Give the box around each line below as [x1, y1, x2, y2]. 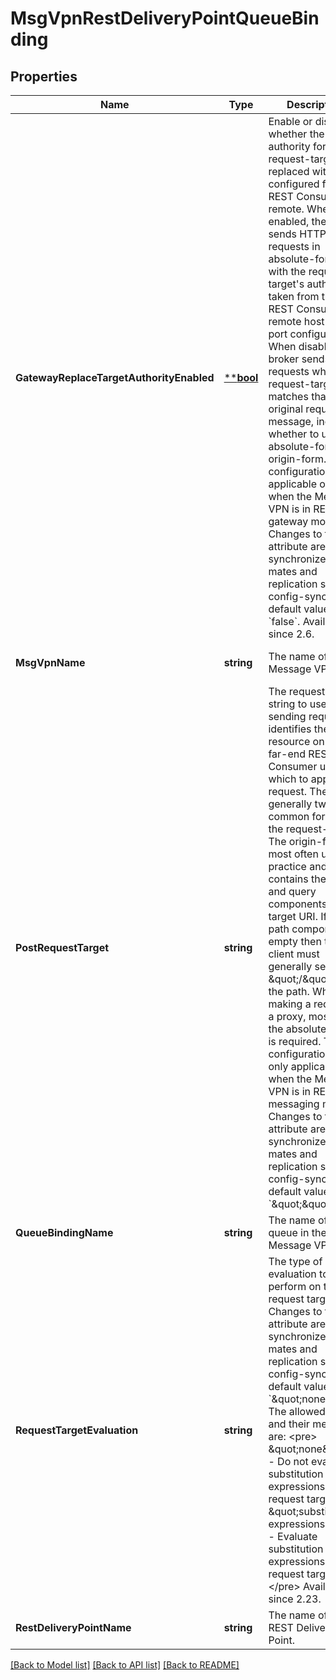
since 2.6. [268, 627, 315, 641]
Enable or [268, 115, 313, 128]
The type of [268, 1255, 323, 1268]
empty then [268, 935, 322, 948]
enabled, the [268, 215, 327, 228]
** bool [223, 371, 259, 384]
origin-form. [268, 452, 327, 466]
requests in [268, 240, 321, 253]
